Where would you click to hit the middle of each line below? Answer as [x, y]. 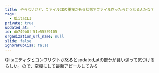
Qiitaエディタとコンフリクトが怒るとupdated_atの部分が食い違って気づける [80, 60]
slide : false [18, 41]
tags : [10, 14]
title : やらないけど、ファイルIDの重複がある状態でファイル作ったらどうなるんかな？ [79, 9]
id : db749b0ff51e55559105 [31, 32]
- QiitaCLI [20, 18]
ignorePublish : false [27, 45]
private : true [19, 23]
